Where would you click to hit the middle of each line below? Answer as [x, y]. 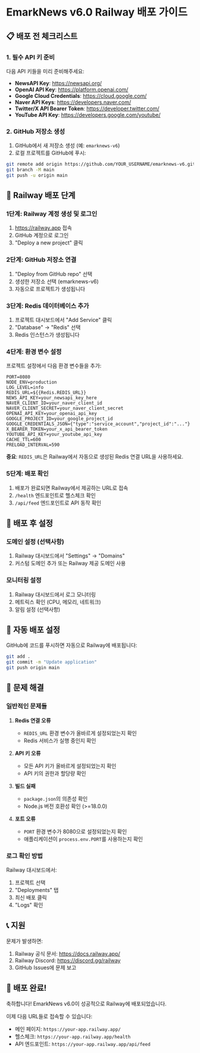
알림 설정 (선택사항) [37, 609]
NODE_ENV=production [32, 382]
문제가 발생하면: [25, 941]
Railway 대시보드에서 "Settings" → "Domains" [70, 556]
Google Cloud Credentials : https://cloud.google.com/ [81, 95]
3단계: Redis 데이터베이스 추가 [48, 306]
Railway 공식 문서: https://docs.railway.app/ [68, 953]
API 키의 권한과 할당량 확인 [55, 773]
